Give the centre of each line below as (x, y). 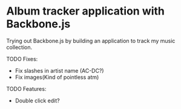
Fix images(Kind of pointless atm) (57, 77)
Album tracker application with (86, 11)
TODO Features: (26, 88)
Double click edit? (37, 101)
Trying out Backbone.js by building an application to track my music (91, 41)
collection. (19, 47)
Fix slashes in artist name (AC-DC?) (59, 70)
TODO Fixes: (22, 59)
